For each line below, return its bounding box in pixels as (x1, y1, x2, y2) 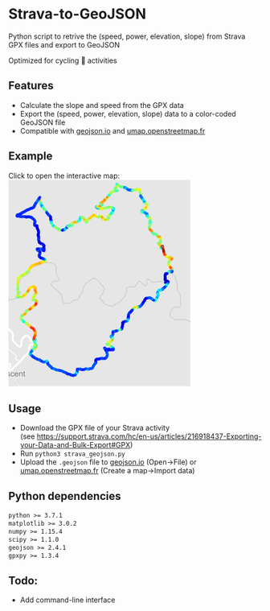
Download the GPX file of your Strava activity (19, 423, 170, 433)
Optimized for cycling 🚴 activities (8, 56, 118, 65)
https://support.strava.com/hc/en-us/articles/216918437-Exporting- (36, 431, 262, 441)
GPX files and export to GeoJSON (8, 39, 121, 49)
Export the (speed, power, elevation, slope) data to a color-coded (19, 109, 237, 118)
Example (8, 150, 53, 163)
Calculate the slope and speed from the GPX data (19, 100, 185, 109)
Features (8, 79, 54, 93)
